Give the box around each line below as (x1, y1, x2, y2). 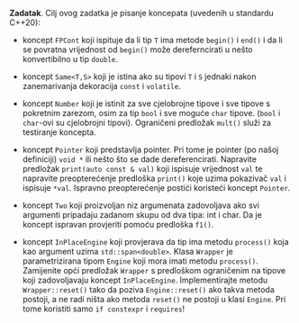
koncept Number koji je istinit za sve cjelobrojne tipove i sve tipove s (22, 98, 271, 109)
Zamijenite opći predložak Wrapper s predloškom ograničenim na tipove (22, 265, 286, 275)
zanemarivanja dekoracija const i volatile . (22, 81, 182, 91)
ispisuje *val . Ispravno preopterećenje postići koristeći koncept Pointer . (22, 183, 291, 193)
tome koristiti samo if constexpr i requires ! (22, 303, 186, 314)
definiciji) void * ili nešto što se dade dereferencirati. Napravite (22, 154, 257, 165)
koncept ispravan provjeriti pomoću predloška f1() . (22, 220, 214, 229)
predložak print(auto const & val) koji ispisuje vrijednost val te (22, 164, 263, 174)
